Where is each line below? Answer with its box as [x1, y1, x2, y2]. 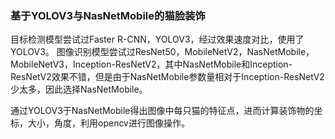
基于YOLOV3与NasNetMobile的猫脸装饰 [10, 8, 206, 22]
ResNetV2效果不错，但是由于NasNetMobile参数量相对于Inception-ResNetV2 [10, 71, 325, 83]
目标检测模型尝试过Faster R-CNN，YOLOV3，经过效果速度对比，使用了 [10, 33, 305, 46]
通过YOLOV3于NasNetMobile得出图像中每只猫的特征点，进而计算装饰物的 [10, 105, 315, 117]
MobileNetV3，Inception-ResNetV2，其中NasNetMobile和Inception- [10, 58, 293, 71]
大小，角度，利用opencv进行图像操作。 [27, 117, 190, 129]
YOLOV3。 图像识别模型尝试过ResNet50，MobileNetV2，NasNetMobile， [10, 46, 315, 58]
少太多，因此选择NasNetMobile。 [10, 83, 148, 96]
